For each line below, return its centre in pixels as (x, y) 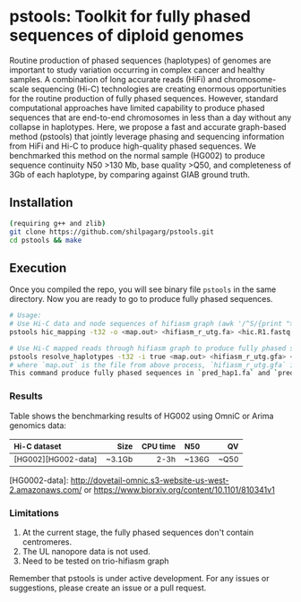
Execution (38, 267)
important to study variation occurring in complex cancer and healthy (138, 70)
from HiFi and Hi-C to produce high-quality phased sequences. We (133, 146)
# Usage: (26, 315)
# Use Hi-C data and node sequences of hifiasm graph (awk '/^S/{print (146, 324)
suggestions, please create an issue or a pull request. (108, 588)
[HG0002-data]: (39, 480)
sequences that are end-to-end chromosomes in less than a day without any (150, 117)
